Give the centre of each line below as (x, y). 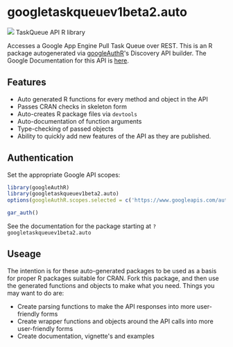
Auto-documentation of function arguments (79, 121)
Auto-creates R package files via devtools (77, 114)
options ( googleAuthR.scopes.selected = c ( (69, 200)
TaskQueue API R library (50, 32)
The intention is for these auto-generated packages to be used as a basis (112, 271)
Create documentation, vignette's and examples (86, 336)
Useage (24, 254)
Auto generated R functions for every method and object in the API (112, 99)
